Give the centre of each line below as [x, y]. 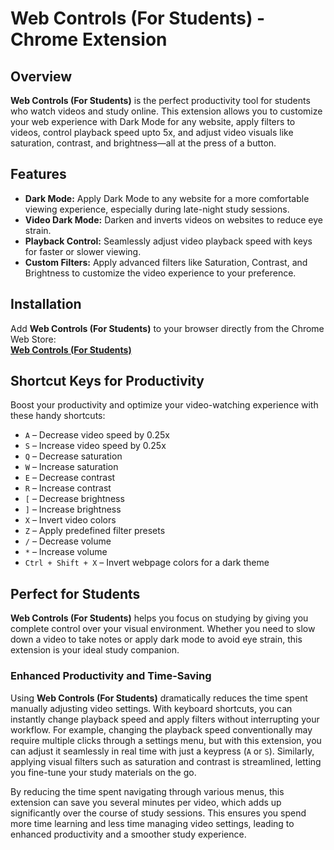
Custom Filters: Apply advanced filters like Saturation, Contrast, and [166, 262]
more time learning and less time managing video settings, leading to [152, 823]
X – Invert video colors [70, 520]
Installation [46, 304]
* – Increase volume [66, 552]
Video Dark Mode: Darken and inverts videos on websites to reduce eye [173, 219]
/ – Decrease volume [68, 541]
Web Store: [33, 339]
